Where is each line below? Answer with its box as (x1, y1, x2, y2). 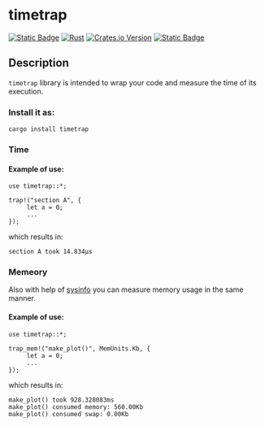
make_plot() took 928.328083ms (8, 396, 115, 404)
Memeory (8, 267, 48, 278)
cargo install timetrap (8, 125, 89, 133)
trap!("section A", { (8, 197, 82, 205)
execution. (8, 86, 44, 96)
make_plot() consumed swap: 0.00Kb (8, 410, 129, 418)
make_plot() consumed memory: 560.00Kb (8, 402, 144, 411)
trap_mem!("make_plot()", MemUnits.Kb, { (8, 344, 151, 353)
